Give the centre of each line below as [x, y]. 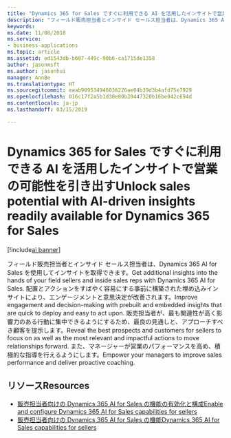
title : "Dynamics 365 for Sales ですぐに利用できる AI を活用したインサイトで [112, 13]
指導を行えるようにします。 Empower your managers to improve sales [123, 355]
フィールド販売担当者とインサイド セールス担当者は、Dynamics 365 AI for [112, 264]
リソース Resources [48, 386]
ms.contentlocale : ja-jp [43, 103]
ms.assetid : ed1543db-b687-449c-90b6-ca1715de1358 [81, 59]
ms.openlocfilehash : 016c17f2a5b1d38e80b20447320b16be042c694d [100, 97]
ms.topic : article [33, 52]
